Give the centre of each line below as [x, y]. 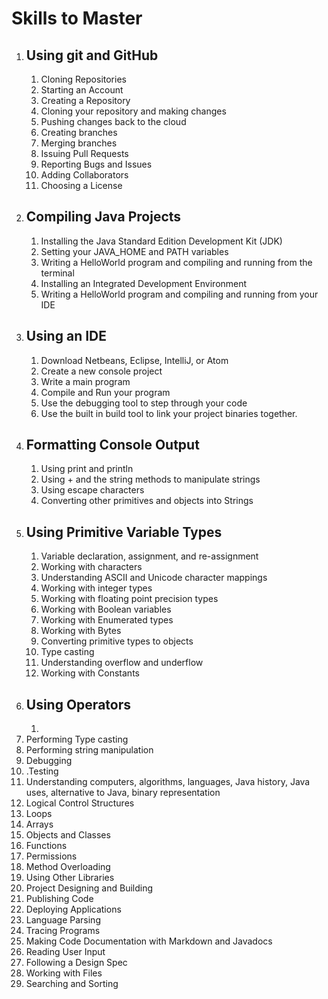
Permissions [51, 856]
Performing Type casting [77, 739]
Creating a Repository [85, 100]
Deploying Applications [73, 909]
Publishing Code [59, 899]
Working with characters [91, 567]
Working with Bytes [81, 631]
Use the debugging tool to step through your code [144, 403]
